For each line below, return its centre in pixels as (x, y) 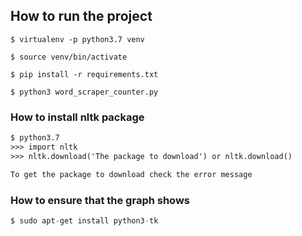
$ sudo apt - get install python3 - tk (84, 220)
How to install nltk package (77, 117)
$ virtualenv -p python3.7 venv (77, 39)
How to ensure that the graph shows (100, 200)
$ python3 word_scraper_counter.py (84, 92)
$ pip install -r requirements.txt (84, 74)
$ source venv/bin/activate (69, 57)
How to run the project (81, 16)
